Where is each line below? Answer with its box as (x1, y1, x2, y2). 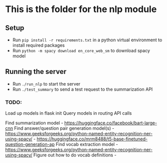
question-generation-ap (5, 141, 55, 147)
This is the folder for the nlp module (5, 4, 157, 15)
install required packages (12, 42, 65, 48)
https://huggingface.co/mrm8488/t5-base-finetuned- (37, 136, 148, 142)
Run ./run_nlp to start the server (12, 80, 81, 87)
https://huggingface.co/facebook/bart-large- (64, 120, 157, 126)
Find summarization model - (5, 120, 64, 126)
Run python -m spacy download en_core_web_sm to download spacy (12, 48, 150, 53)
